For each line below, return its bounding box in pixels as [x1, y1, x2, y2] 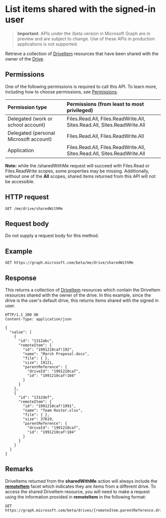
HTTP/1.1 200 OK [5, 312, 39, 317]
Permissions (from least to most [66, 100, 144, 107]
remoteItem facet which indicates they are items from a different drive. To [5, 483, 156, 489]
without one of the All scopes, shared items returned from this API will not [5, 173, 156, 179]
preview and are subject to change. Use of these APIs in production [17, 36, 155, 42]
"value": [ [9, 330, 32, 335]
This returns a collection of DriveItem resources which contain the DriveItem [5, 287, 161, 293]
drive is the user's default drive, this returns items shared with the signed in [5, 297, 159, 303]
